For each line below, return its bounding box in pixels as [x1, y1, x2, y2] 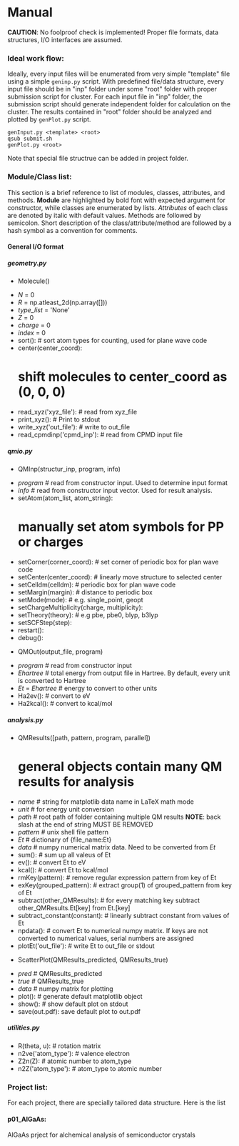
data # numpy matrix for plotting [17, 984, 113, 993]
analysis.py [7, 715, 44, 724]
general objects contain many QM [17, 759, 223, 775]
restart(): [17, 626, 44, 634]
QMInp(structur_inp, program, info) [17, 465, 121, 473]
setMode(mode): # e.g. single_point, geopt [17, 595, 144, 604]
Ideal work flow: [7, 53, 64, 63]
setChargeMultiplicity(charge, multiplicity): [17, 603, 143, 612]
